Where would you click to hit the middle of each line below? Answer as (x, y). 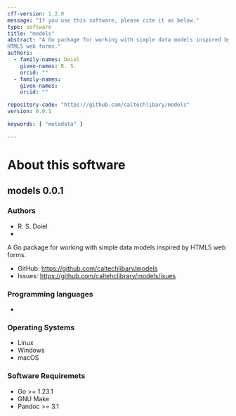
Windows (31, 350)
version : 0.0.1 (29, 112)
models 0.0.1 (35, 191)
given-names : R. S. (48, 66)
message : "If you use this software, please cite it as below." (103, 20)
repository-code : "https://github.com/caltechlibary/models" (99, 105)
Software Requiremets (46, 376)
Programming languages (50, 294)
